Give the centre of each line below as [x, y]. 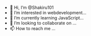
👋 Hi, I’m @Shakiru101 [32, 8]
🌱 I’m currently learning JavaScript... [47, 18]
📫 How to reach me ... [32, 28]
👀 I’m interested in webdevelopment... [48, 13]
